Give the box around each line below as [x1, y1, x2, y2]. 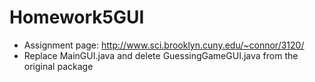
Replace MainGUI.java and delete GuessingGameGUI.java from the [23, 49, 299, 61]
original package [23, 60, 94, 72]
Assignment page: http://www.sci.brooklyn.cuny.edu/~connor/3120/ [23, 39, 305, 51]
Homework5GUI [9, 6, 145, 29]
